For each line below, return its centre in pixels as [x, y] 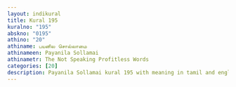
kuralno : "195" [29, 27]
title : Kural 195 [33, 20]
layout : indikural [34, 14]
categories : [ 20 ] [33, 66]
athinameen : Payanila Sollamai [53, 53]
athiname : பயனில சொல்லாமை [47, 46]
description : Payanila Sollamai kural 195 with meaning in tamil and [111, 72]
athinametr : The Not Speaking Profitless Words [78, 60]
